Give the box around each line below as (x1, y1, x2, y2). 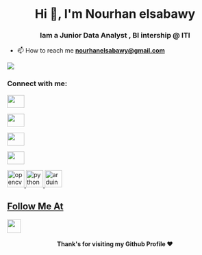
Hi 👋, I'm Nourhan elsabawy (34, 6, 196, 22)
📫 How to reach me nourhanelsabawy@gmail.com (16, 46, 166, 55)
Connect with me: (7, 79, 68, 88)
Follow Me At (7, 201, 64, 213)
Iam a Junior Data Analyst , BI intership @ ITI (40, 31, 190, 40)
